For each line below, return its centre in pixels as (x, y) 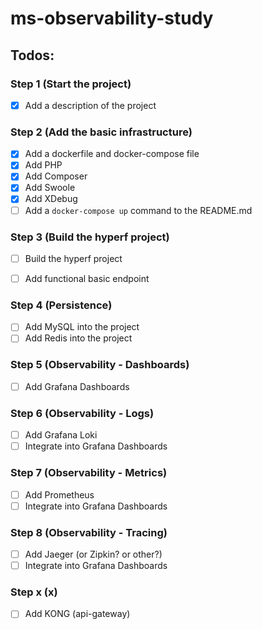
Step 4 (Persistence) (61, 305)
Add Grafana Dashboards (77, 386)
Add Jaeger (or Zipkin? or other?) (93, 554)
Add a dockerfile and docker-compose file (112, 154)
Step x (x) (34, 592)
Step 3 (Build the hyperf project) (90, 237)
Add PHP (43, 165)
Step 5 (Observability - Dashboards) (100, 365)
